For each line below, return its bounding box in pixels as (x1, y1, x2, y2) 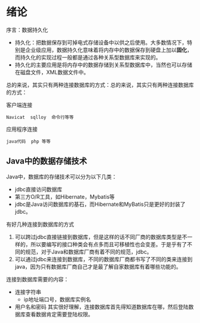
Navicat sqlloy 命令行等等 (6, 114, 74, 120)
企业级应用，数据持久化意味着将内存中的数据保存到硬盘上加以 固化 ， (25, 46, 192, 54)
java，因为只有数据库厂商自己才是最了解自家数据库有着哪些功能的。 (14, 263, 182, 270)
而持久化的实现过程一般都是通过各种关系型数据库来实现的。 (14, 54, 161, 61)
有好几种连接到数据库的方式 (6, 221, 74, 228)
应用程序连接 (6, 126, 37, 133)
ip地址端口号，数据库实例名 (23, 296, 91, 303)
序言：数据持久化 (6, 26, 48, 33)
